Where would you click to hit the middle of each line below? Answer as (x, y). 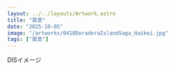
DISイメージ (24, 60)
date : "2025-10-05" (35, 26)
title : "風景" (27, 20)
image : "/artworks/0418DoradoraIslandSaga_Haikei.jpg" (88, 33)
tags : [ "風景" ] (28, 40)
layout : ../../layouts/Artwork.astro (62, 14)
